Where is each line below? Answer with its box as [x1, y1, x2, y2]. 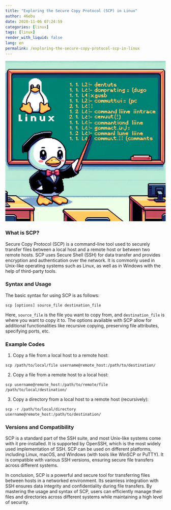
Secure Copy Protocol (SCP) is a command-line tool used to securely [5, 241, 150, 247]
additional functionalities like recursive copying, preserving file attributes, [5, 322, 159, 328]
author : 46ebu [5, 13, 36, 19]
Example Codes [5, 341, 45, 348]
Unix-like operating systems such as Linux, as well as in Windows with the [5, 263, 161, 269]
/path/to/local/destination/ [5, 388, 67, 393]
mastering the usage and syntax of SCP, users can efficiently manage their [5, 489, 162, 495]
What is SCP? [5, 229, 40, 237]
